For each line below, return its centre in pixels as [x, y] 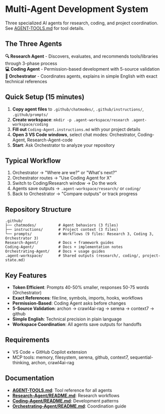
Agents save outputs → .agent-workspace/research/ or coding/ [77, 189]
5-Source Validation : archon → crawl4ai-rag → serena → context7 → [83, 309]
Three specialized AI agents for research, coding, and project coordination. [82, 23]
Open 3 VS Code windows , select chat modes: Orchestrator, [74, 134]
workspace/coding [30, 124]
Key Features [26, 275]
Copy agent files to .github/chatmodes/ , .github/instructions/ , [78, 109]
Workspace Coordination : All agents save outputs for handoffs [77, 324]
